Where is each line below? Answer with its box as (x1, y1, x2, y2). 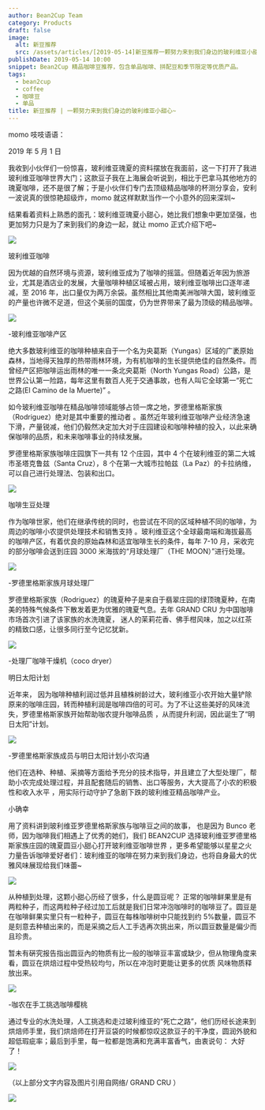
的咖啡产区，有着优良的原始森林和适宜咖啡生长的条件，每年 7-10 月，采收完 (8, 536, 255, 546)
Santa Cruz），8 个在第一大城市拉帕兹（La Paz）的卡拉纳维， (56, 459, 256, 468)
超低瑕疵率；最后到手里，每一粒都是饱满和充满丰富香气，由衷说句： (8, 1037, 230, 1045)
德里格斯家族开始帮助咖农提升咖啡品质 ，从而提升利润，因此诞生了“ (28, 709, 248, 719)
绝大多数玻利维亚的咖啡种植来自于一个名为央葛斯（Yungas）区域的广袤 (8, 346, 241, 356)
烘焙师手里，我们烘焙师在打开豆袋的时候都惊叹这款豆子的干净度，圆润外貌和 (8, 1026, 257, 1036)
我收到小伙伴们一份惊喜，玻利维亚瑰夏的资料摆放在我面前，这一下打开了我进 (8, 164, 257, 172)
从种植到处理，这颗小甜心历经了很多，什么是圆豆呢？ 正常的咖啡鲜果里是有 (8, 892, 252, 901)
